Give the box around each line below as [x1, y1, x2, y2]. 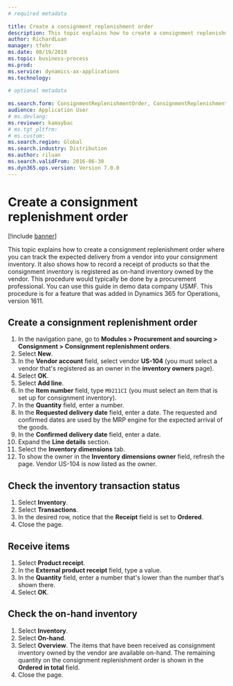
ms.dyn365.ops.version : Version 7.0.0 [8, 164, 120, 171]
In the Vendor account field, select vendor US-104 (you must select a [17, 357, 218, 365]
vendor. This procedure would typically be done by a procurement [8, 275, 196, 283]
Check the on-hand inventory [8, 608, 138, 620]
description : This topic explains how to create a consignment [8, 29, 194, 37]
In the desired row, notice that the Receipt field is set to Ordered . [17, 513, 204, 521]
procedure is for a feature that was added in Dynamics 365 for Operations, [8, 289, 221, 297]
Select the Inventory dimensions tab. [17, 445, 126, 454]
